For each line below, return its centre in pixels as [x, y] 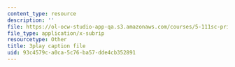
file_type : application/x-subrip [56, 33]
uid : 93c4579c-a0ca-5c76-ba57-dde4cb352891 [72, 53]
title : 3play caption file [47, 46]
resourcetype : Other [37, 40]
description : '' [31, 20]
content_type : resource [42, 14]
